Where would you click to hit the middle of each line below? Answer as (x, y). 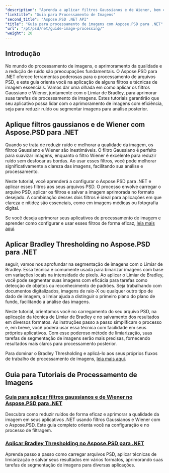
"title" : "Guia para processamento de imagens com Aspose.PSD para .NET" (84, 24)
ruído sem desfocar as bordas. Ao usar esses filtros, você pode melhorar (81, 161)
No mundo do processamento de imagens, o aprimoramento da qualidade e (84, 66)
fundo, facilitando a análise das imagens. (48, 302)
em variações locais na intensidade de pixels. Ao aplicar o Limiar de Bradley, (84, 275)
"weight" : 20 (19, 33)
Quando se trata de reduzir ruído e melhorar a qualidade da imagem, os (79, 145)
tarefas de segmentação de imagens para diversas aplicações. (70, 465)
